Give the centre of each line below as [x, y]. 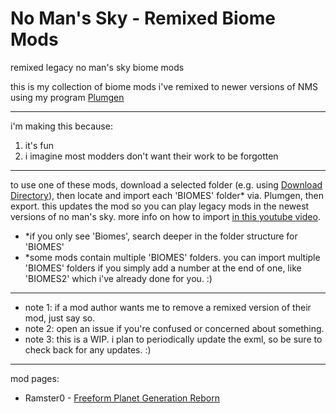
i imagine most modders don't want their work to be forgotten [151, 156]
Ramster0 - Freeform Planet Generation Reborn [122, 398]
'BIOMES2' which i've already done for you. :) [118, 278]
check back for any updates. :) [88, 349]
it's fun [39, 145]
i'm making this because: [61, 126]
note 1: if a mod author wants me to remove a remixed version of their [168, 307]
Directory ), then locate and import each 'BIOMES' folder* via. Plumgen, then [167, 195]
